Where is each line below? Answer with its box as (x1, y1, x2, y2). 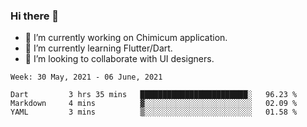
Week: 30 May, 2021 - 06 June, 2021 (10, 72, 163, 83)
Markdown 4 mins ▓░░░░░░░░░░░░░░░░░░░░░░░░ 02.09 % (10, 99, 298, 109)
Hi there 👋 (10, 9, 60, 23)
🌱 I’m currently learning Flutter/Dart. (24, 42, 173, 54)
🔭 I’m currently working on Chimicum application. (24, 32, 228, 44)
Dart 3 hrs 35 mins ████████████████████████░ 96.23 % (10, 90, 298, 100)
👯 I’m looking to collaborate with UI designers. (24, 53, 215, 65)
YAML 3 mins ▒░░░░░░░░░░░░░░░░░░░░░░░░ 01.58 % (10, 107, 298, 118)
